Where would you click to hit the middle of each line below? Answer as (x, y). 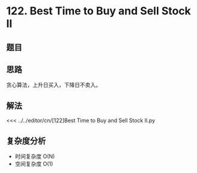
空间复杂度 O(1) (34, 164)
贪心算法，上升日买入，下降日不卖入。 (53, 85)
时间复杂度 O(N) (35, 156)
